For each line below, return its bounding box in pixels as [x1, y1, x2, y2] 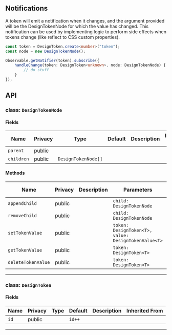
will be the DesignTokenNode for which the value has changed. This [5, 23, 149, 29]
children [8, 156, 29, 162]
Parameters [123, 186, 153, 193]
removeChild [8, 213, 37, 218]
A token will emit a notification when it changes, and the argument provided [5, 17, 165, 24]
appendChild [8, 200, 37, 206]
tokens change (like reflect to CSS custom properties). [5, 34, 120, 40]
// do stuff [24, 68, 50, 73]
